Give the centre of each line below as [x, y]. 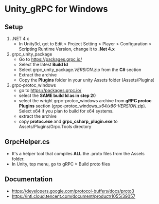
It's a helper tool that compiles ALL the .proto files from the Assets [78, 153]
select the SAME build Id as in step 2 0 [57, 95]
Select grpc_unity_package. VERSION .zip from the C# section [80, 70]
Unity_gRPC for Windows [56, 9]
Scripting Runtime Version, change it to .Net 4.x [67, 49]
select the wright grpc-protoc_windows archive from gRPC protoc [85, 101]
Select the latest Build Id [43, 65]
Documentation [29, 179]
